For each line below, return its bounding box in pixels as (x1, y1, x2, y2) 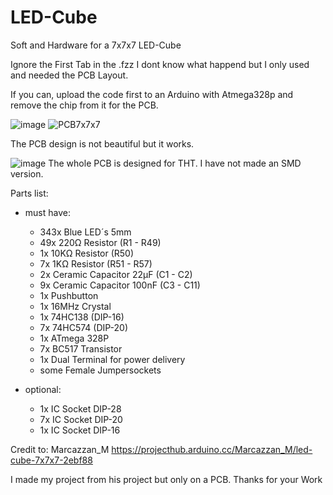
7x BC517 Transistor (39, 342, 123, 355)
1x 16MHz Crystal (39, 300, 112, 312)
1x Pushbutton (39, 289, 99, 301)
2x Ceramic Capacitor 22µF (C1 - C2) (39, 268, 193, 280)
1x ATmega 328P (39, 332, 110, 344)
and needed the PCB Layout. (10, 69, 129, 81)
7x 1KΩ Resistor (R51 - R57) (39, 257, 153, 270)
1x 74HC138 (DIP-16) (39, 311, 125, 323)
